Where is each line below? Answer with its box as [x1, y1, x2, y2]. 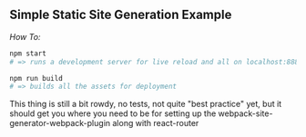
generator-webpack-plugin [9, 118, 111, 129]
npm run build [9, 73, 64, 83]
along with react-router [112, 118, 199, 129]
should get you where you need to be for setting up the [9, 108, 217, 119]
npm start [9, 49, 47, 58]
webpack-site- [218, 108, 273, 119]
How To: [9, 31, 41, 42]
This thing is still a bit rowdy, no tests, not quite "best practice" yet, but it [9, 99, 282, 110]
